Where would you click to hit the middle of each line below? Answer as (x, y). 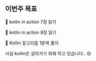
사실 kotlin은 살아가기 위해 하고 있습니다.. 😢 (48, 53)
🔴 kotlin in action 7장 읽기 (31, 22)
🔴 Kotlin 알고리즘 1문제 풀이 (32, 43)
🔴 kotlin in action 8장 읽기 (31, 32)
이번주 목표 (21, 9)
